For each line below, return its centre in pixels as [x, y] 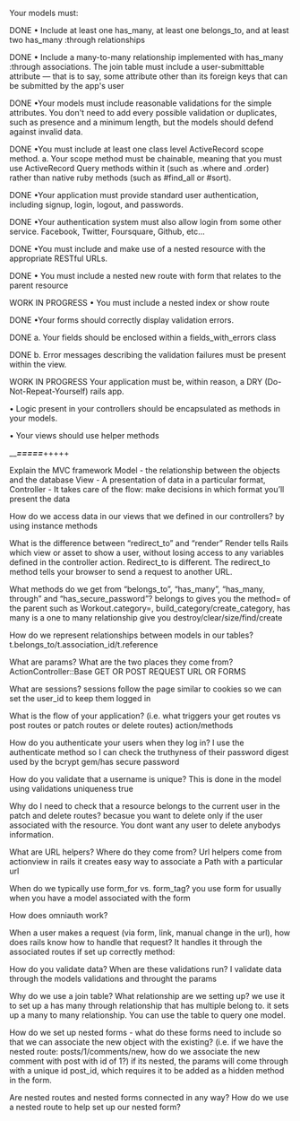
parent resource [39, 285]
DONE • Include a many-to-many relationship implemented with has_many [146, 57]
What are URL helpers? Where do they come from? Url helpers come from [146, 852]
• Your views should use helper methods [84, 435]
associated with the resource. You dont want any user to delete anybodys [145, 825]
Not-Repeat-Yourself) [49, 391]
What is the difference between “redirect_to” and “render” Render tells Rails [149, 543]
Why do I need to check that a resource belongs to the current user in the [145, 806]
